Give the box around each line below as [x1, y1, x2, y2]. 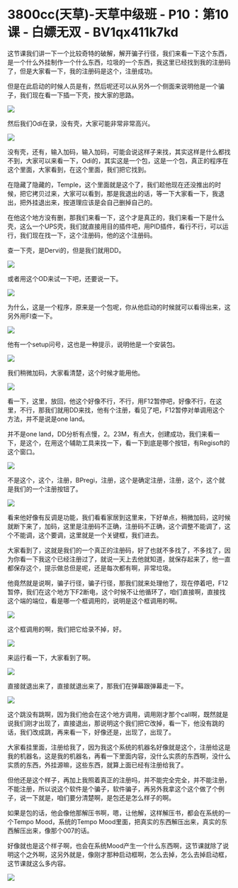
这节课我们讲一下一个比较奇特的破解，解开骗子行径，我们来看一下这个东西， [7, 49, 231, 57]
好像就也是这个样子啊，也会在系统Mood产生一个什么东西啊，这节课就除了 [7, 841, 223, 850]
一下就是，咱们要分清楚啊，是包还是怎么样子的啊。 [25, 793, 175, 802]
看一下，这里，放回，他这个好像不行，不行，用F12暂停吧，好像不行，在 [7, 397, 216, 405]
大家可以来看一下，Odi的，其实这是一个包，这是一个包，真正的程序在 [25, 156, 229, 165]
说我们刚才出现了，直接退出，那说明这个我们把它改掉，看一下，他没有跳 [7, 718, 218, 728]
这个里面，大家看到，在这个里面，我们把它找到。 [7, 165, 150, 174]
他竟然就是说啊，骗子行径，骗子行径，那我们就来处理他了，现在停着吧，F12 [7, 579, 229, 587]
